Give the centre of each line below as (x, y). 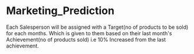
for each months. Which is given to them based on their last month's (89, 33)
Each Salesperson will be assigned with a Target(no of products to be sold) (97, 27)
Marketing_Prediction (60, 11)
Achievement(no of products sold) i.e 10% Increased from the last (86, 39)
